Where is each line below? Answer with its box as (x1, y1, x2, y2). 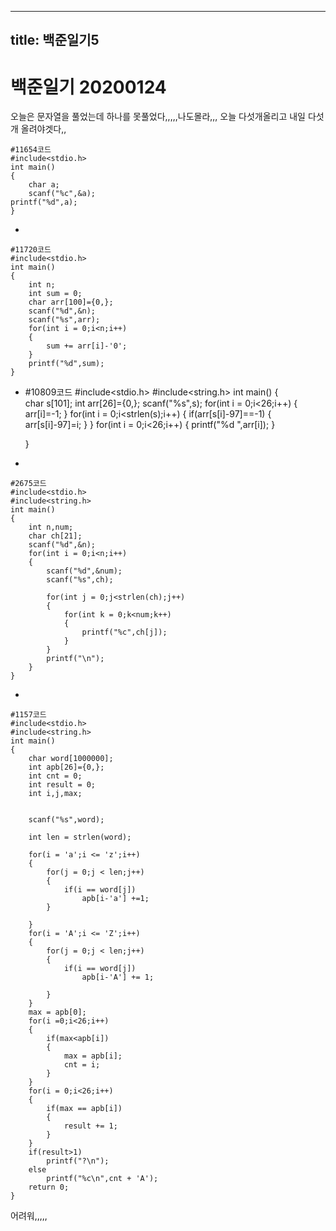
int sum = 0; (28, 289, 83, 299)
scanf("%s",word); (28, 815, 105, 825)
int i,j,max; (28, 789, 83, 799)
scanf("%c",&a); (28, 189, 97, 199)
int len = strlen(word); (28, 832, 132, 843)
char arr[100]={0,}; (28, 297, 114, 308)
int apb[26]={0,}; (28, 762, 105, 773)
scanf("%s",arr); (28, 315, 101, 325)
